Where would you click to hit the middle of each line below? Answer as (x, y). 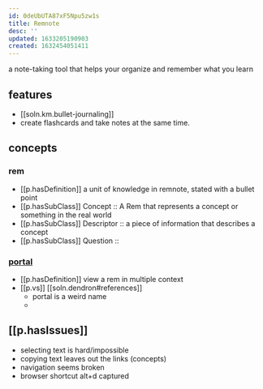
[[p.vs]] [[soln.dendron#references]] (81, 288)
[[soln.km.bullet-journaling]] (67, 113)
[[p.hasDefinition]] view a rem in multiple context (102, 279)
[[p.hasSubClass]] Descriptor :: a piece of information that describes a (138, 223)
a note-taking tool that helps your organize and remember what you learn (131, 69)
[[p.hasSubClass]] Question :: (69, 241)
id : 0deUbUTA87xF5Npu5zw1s (54, 16)
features (30, 94)
